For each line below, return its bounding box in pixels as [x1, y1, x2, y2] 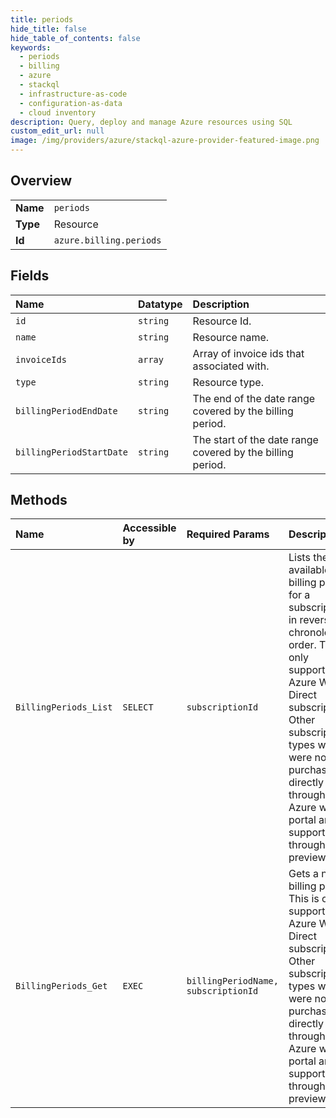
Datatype [138, 297, 183, 311]
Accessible [122, 521, 177, 535]
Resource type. [192, 375, 264, 389]
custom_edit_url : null [10, 126, 105, 136]
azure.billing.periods [53, 234, 162, 246]
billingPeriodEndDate [15, 405, 118, 416]
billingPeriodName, [186, 976, 279, 987]
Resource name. [192, 330, 270, 344]
